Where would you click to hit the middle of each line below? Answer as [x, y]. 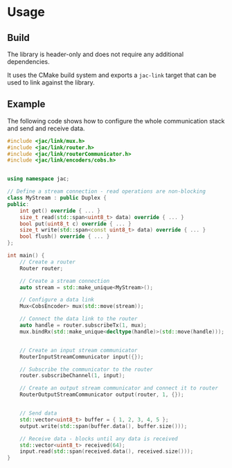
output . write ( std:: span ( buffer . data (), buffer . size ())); [104, 426]
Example [26, 104]
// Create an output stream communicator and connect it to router [119, 388]
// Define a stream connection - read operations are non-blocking [107, 191]
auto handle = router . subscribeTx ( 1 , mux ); [83, 326]
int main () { [26, 256]
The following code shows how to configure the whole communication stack [116, 121]
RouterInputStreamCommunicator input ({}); [82, 357]
